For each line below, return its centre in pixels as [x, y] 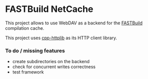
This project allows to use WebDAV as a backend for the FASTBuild [74, 23]
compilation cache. [25, 28]
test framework [28, 72]
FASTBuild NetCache [49, 9]
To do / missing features [35, 51]
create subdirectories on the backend [51, 62]
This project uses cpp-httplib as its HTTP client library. [61, 38]
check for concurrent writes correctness [54, 67]
